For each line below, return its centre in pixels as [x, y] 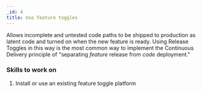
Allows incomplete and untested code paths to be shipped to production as [101, 35]
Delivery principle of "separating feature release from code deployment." [99, 54]
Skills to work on [32, 70]
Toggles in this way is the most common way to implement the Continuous [100, 48]
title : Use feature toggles [42, 18]
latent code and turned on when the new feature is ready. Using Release [97, 41]
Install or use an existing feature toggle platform [76, 83]
